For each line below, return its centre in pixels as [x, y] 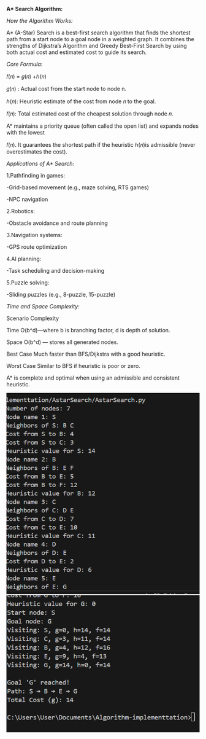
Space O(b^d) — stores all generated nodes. [62, 342]
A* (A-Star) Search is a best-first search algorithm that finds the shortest [99, 33]
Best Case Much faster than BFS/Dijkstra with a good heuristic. [86, 354]
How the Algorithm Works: [40, 21]
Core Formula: [25, 64]
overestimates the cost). [37, 152]
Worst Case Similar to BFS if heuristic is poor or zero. [74, 366]
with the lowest [25, 132]
